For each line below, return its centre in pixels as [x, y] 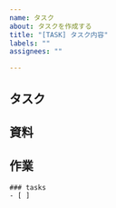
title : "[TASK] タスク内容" [59, 35]
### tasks [28, 187]
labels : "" [30, 43]
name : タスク [32, 18]
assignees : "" [36, 52]
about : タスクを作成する [51, 26]
